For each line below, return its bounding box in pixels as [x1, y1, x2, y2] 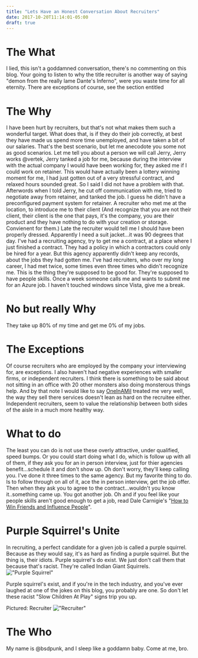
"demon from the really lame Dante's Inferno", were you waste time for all [6, 78, 185, 85]
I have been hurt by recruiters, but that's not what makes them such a [6, 124, 176, 131]
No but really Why [6, 302, 96, 316]
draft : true [6, 20, 35, 25]
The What [6, 45, 56, 59]
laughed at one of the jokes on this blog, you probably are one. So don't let [6, 587, 189, 593]
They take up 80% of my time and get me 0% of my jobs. [6, 322, 146, 329]
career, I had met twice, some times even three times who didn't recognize [6, 263, 188, 270]
